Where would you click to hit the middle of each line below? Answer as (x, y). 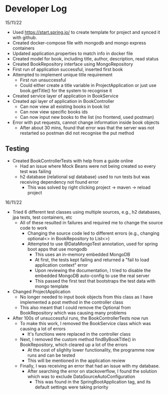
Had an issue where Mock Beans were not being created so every (88, 166)
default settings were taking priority (71, 387)
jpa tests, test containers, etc (42, 217)
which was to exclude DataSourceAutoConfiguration (81, 376)
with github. (25, 37)
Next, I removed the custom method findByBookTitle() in (78, 339)
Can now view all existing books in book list (65, 106)
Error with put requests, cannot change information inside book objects (86, 122)
